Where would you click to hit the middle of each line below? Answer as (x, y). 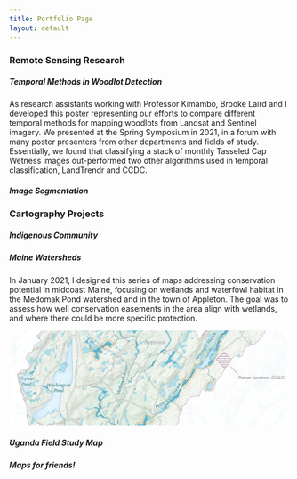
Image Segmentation (49, 191)
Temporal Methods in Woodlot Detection (86, 82)
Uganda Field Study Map (56, 443)
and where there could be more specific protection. (104, 318)
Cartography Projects (57, 214)
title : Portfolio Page (51, 19)
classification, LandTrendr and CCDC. (79, 170)
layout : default (39, 28)
